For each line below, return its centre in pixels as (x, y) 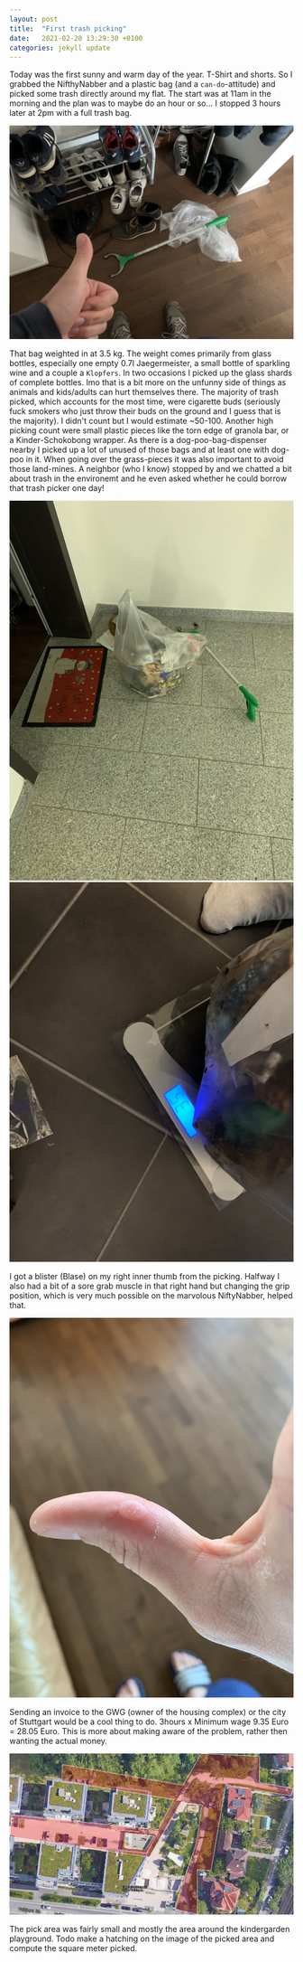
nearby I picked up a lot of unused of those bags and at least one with (139, 450)
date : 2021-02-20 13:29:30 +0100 (76, 38)
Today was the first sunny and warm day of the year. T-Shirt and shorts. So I (151, 75)
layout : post (34, 19)
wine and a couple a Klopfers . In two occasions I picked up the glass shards (151, 373)
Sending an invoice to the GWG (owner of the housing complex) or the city (148, 1712)
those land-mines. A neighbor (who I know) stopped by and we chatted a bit (151, 469)
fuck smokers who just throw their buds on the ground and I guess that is (145, 411)
